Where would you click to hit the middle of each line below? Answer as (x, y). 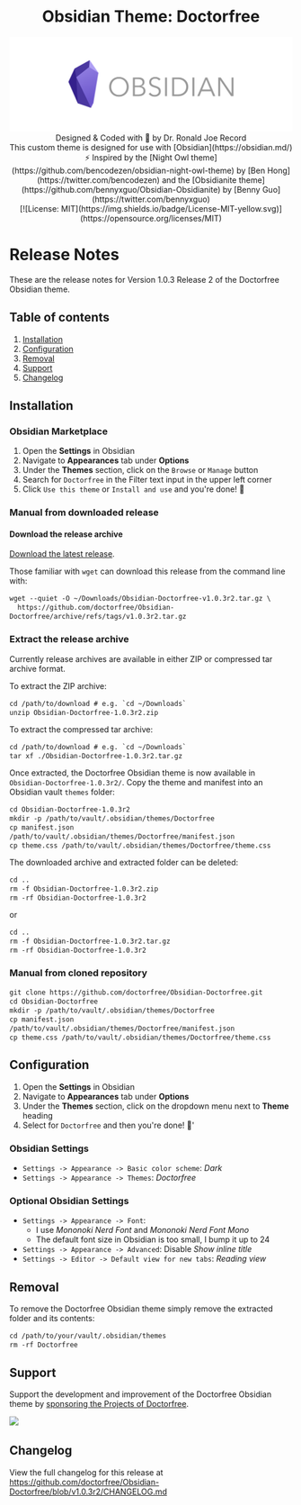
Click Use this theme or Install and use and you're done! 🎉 (133, 489)
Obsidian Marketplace (58, 431)
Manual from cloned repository (79, 973)
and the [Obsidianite (199, 180)
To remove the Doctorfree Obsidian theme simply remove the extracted (142, 1309)
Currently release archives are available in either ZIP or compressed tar (141, 658)
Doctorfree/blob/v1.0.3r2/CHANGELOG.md (89, 1491)
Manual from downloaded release (84, 512)
